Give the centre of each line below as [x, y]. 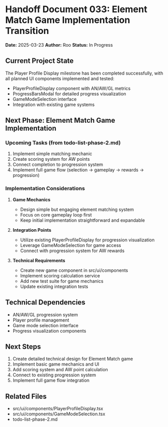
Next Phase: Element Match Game [60, 120]
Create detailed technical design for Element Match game [73, 359]
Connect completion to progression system [58, 165]
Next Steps [23, 347]
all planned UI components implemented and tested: [60, 78]
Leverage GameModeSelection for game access [71, 245]
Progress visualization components [49, 331]
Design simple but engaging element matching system [77, 209]
